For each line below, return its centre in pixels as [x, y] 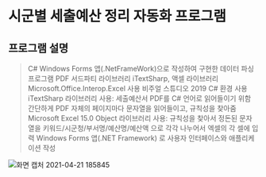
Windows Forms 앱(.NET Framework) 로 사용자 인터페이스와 [132, 138]
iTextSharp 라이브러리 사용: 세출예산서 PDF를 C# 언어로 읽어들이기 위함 [139, 98]
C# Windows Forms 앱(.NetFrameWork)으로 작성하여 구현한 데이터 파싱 [141, 69]
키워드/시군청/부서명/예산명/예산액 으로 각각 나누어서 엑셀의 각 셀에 [146, 128]
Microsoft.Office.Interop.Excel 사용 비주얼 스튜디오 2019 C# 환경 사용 [137, 88]
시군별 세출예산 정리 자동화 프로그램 [117, 16]
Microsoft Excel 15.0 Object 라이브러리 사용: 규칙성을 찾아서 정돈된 [133, 118]
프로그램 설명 [39, 48]
